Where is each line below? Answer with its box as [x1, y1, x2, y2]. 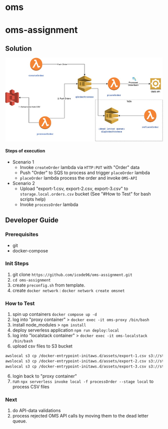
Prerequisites [5, 231, 38, 238]
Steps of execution [5, 148, 45, 154]
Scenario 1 [12, 159, 34, 165]
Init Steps [5, 260, 29, 267]
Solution [5, 44, 32, 52]
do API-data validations [12, 407, 61, 413]
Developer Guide [5, 216, 59, 224]
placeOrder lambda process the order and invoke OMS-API [19, 174, 137, 181]
